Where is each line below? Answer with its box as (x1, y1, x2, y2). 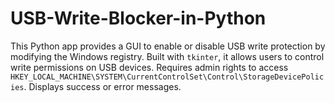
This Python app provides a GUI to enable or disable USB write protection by (10, 40, 326, 52)
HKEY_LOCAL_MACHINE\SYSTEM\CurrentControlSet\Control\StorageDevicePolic (10, 72, 325, 82)
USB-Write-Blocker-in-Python (10, 7, 267, 30)
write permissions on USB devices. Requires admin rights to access (10, 61, 289, 73)
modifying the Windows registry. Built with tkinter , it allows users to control (10, 50, 325, 62)
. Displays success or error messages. (23, 80, 182, 92)
